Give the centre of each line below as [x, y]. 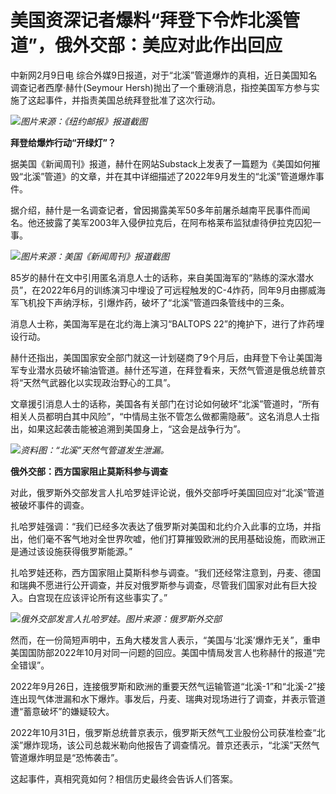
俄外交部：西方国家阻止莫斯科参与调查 [89, 471]
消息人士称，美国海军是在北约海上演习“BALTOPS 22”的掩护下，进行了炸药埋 [167, 323]
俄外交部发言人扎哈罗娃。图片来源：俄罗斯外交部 [121, 618]
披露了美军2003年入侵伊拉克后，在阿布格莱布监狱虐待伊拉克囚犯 [178, 222]
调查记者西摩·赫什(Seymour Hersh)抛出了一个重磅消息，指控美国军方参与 [161, 87]
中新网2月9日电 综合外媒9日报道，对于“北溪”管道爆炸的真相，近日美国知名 [164, 75]
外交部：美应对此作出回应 [177, 45]
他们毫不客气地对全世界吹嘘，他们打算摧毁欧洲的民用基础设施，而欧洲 [172, 538]
